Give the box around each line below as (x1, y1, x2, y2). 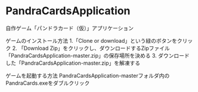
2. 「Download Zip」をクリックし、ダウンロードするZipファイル (12, 45, 171, 52)
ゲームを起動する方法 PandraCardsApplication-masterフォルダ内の (5, 72, 170, 79)
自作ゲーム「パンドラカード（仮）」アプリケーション (5, 24, 134, 31)
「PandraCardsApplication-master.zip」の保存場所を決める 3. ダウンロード (5, 52, 190, 59)
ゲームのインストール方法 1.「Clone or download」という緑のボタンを (5, 37, 177, 44)
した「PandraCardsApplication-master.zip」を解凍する (5, 59, 141, 66)
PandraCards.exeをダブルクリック (5, 79, 90, 87)
